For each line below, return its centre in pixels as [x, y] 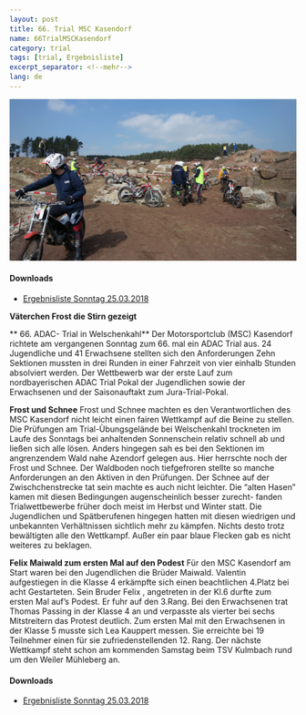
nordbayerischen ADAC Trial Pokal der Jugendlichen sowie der [127, 383]
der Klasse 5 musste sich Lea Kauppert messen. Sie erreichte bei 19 [137, 631]
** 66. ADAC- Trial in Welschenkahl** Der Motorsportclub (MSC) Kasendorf [151, 334]
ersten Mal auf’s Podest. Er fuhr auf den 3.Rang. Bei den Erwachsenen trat [149, 602]
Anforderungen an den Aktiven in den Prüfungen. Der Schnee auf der [140, 477]
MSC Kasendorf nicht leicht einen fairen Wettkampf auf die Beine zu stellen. [152, 420]
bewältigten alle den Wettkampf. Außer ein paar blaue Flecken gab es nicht [150, 536]
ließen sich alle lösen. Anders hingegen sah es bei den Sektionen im [137, 449]
